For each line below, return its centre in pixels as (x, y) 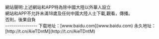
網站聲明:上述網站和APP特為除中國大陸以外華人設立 (58, 7)
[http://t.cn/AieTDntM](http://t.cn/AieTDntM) (50, 31)
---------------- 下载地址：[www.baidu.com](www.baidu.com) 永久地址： (81, 26)
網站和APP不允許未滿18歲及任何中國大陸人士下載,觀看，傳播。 (69, 13)
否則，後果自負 (20, 19)
